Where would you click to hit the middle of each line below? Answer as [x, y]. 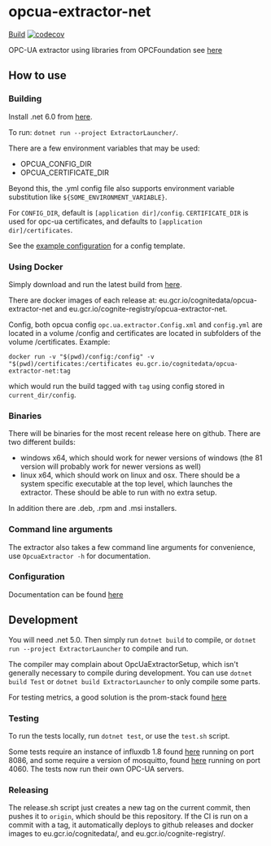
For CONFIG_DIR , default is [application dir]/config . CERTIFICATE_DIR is [129, 212]
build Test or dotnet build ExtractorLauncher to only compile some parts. [134, 681]
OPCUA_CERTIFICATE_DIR [65, 172]
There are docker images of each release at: [83, 300]
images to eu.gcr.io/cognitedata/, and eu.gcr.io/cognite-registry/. [117, 834]
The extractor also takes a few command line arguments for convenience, [132, 547]
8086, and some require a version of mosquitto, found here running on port [134, 760]
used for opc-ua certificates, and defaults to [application [105, 221]
